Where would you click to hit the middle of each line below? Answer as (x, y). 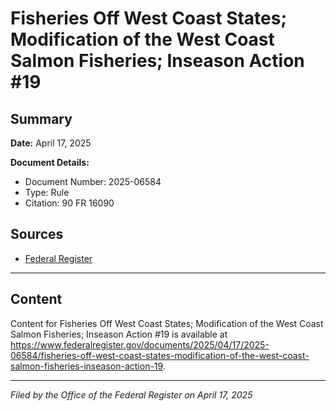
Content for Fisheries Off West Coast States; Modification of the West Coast (167, 323)
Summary (41, 118)
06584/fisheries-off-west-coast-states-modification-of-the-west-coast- (160, 355)
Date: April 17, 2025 (51, 143)
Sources (37, 234)
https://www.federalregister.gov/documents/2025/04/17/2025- (140, 344)
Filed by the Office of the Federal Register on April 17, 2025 (131, 394)
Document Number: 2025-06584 (93, 181)
